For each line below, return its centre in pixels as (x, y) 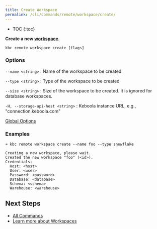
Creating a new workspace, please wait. (48, 153)
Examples (18, 134)
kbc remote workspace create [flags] (45, 48)
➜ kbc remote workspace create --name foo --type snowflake (70, 144)
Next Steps (23, 204)
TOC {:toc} (24, 29)
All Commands (28, 215)
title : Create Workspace (31, 10)
